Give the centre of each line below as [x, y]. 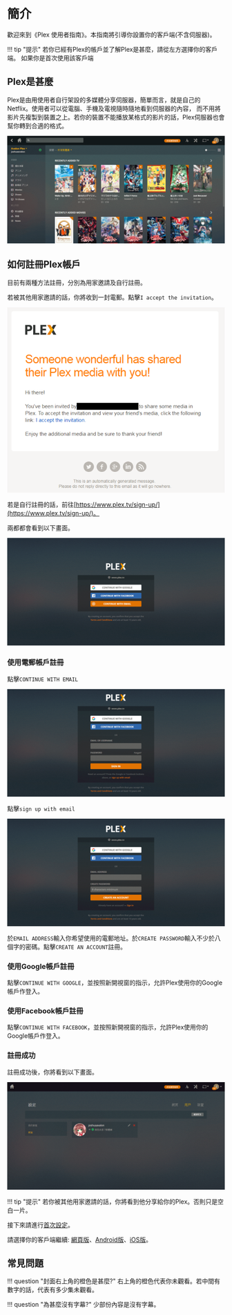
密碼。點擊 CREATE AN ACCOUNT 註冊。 [76, 947]
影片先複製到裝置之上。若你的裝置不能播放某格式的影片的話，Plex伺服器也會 [116, 117]
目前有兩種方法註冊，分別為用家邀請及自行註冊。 [77, 282]
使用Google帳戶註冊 [41, 966]
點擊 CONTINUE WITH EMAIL [43, 679]
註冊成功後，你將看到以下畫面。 [52, 1072]
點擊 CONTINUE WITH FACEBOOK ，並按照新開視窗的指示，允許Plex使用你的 [108, 1028]
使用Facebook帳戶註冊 [46, 1011]
